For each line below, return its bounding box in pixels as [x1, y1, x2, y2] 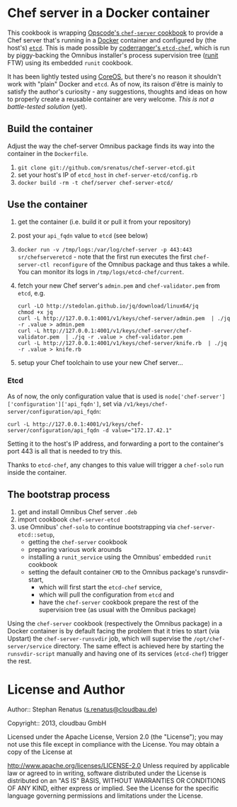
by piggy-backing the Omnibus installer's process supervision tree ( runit [7, 51, 219, 60]
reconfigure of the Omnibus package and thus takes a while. [52, 260, 230, 269]
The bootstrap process [7, 489, 110, 501]
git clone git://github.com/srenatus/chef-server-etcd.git [17, 164, 196, 171]
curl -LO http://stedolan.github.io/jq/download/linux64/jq [17, 303, 199, 310]
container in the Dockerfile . [7, 149, 88, 157]
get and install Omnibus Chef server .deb [17, 507, 138, 516]
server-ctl [17, 261, 50, 269]
